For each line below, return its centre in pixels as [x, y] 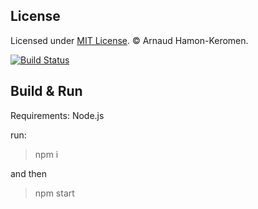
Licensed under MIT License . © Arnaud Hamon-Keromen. [129, 40]
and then [28, 173]
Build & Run [46, 91]
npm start [54, 193]
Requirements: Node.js [57, 115]
